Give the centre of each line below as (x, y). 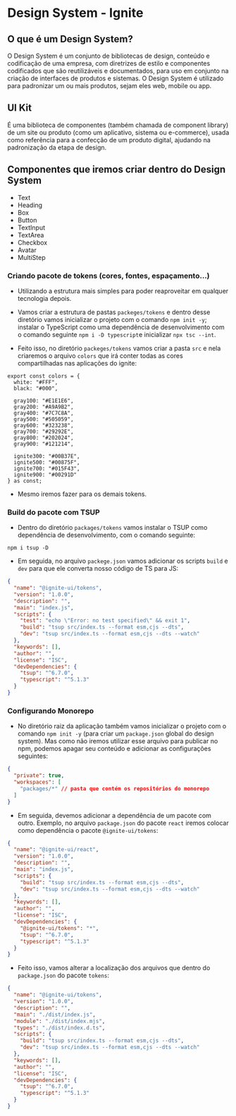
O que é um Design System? (70, 39)
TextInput (31, 228)
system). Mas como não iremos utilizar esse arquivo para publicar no (118, 741)
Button (27, 220)
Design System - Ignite (75, 13)
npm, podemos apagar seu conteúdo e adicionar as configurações (114, 749)
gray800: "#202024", (44, 438)
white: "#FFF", (36, 382)
